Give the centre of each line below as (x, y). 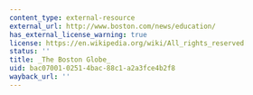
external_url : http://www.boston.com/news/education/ (113, 26)
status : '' (30, 52)
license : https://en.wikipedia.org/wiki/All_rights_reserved (127, 43)
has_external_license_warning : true (78, 34)
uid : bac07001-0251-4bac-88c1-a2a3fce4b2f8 (93, 69)
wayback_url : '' (40, 77)
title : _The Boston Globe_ (60, 60)
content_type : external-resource (72, 18)
